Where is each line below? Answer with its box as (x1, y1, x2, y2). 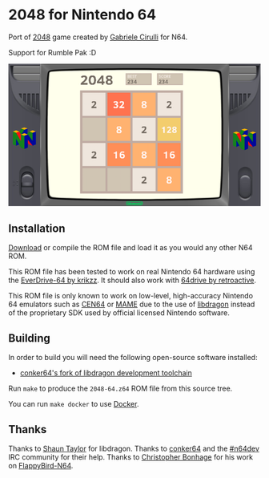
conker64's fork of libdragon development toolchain (19, 368, 192, 378)
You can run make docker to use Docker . (8, 399, 139, 409)
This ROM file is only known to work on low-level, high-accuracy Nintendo (8, 291, 254, 301)
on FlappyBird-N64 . (8, 461, 74, 471)
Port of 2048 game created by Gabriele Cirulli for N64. (8, 32, 188, 42)
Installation (8, 222, 66, 235)
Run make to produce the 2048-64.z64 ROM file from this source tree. (8, 383, 233, 394)
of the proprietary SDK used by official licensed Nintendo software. (8, 308, 230, 318)
